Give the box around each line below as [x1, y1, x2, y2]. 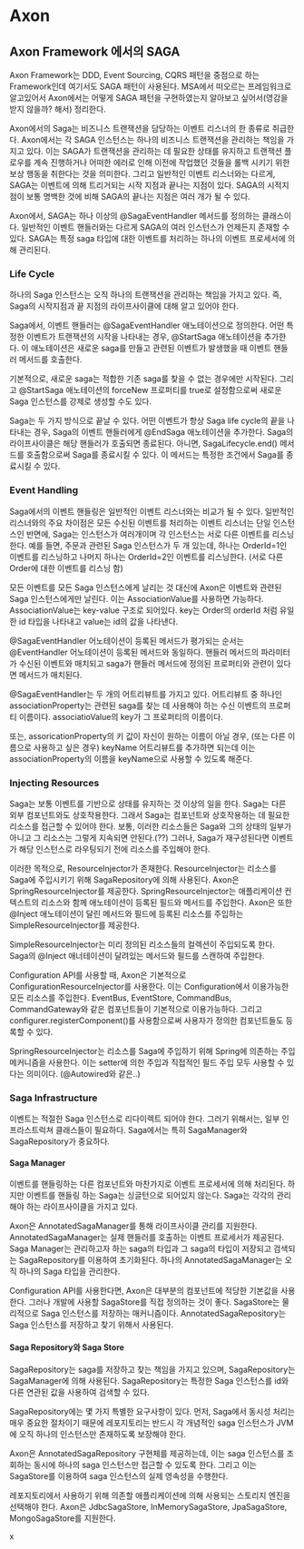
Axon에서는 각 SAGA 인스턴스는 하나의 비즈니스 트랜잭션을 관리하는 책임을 [21, 134, 285, 145]
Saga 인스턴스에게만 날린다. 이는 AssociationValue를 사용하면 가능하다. [9, 593, 265, 604]
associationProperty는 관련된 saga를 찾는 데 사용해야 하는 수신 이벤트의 [9, 700, 268, 711]
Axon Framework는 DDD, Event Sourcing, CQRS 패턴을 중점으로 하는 [9, 70, 260, 80]
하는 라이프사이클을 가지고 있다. [25, 1201, 138, 1212]
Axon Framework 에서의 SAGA [9, 44, 181, 59]
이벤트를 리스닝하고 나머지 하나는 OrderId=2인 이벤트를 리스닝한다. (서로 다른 [9, 551, 284, 562]
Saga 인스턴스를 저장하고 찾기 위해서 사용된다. [9, 1319, 174, 1330]
